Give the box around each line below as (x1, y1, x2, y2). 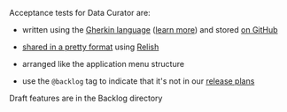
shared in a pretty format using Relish (21, 41, 159, 52)
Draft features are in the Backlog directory (9, 93, 163, 103)
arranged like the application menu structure (21, 59, 184, 69)
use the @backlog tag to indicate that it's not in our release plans (21, 76, 255, 86)
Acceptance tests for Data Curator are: (9, 8, 151, 18)
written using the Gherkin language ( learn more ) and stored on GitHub (21, 25, 278, 34)
